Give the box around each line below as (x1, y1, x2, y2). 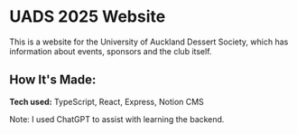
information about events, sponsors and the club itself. (9, 45, 212, 56)
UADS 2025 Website (9, 6, 166, 27)
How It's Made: (9, 72, 97, 88)
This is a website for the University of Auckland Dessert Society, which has (9, 36, 289, 47)
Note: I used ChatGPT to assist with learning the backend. (9, 113, 225, 124)
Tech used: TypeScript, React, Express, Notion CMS (9, 96, 205, 107)
